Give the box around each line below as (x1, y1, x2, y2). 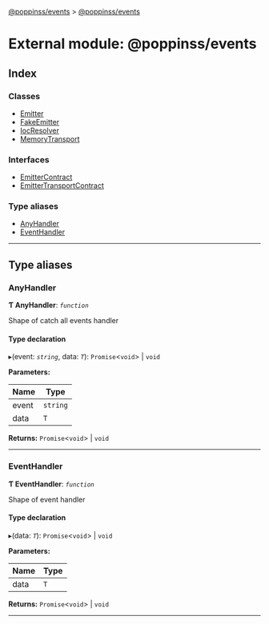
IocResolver (19, 126, 60, 135)
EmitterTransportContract (19, 181, 104, 190)
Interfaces (8, 154, 50, 165)
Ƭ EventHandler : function (8, 479, 94, 489)
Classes (8, 90, 41, 102)
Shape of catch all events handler (8, 316, 119, 326)
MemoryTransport (19, 134, 80, 143)
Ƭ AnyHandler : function (8, 300, 90, 310)
